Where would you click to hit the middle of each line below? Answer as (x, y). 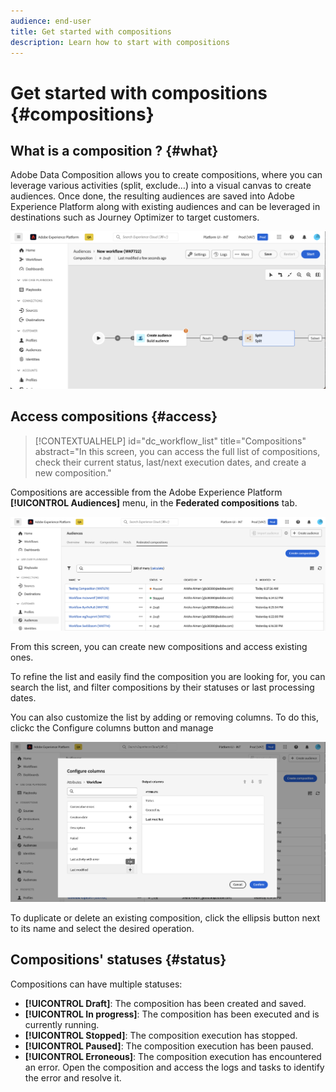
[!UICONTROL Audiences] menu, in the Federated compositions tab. (154, 502)
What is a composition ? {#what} (114, 150)
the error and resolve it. (73, 1077)
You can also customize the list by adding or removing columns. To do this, (164, 717)
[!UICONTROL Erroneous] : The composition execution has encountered (173, 1056)
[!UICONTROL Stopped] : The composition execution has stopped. (161, 1035)
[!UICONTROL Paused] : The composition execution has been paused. (169, 1046)
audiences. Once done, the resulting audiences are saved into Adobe (152, 196)
